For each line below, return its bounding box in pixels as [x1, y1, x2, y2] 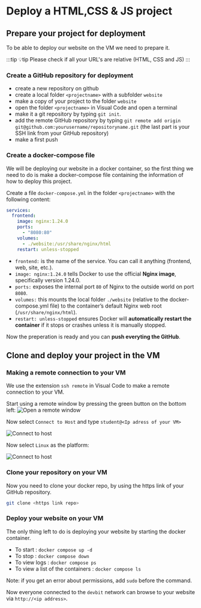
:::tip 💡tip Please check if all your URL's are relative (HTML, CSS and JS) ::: [6, 56, 191, 63]
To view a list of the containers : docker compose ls [14, 565, 141, 572]
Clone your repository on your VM [6, 468, 107, 477]
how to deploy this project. [6, 178, 72, 185]
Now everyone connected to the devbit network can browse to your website [6, 588, 195, 595]
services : [6, 207, 31, 213]
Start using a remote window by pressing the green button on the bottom [6, 400, 187, 408]
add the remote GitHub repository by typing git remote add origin [14, 117, 181, 124]
